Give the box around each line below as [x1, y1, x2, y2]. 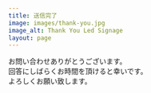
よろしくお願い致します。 [8, 76, 92, 86]
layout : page [8, 33, 52, 42]
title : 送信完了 [8, 11, 58, 20]
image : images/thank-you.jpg [8, 19, 105, 27]
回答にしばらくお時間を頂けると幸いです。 [8, 67, 148, 76]
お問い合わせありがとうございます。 [8, 56, 127, 66]
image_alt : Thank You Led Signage [8, 26, 124, 34]
